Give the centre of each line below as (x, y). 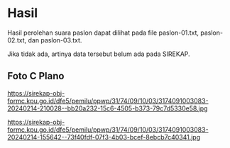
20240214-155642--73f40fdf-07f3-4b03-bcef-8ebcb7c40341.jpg (104, 137)
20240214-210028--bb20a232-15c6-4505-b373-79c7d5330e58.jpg (108, 108)
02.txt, (17, 40)
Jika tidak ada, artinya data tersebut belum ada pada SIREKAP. (99, 54)
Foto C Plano (36, 76)
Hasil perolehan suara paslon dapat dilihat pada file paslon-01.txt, (103, 33)
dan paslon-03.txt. (55, 40)
